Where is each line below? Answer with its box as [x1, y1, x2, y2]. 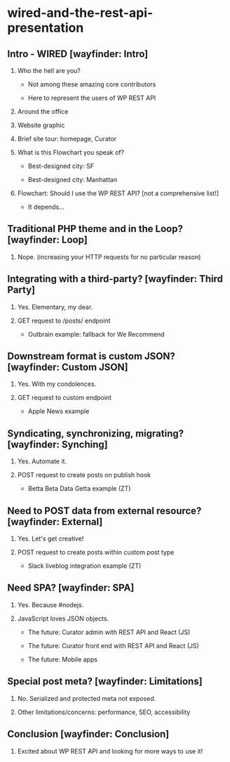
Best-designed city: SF [27, 162, 95, 170]
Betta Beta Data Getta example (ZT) [27, 484, 131, 493]
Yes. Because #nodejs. [17, 600, 84, 609]
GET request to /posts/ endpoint [17, 316, 111, 325]
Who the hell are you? [17, 67, 81, 75]
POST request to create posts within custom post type [17, 548, 175, 557]
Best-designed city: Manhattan [27, 176, 118, 183]
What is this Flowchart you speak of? [17, 148, 125, 156]
